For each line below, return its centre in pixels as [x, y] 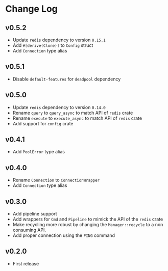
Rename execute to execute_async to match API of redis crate [77, 118]
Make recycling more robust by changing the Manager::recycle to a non [88, 225]
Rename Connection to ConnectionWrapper [56, 180]
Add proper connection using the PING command [64, 235]
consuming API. [29, 230]
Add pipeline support [35, 214]
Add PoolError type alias [39, 152]
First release [26, 263]
